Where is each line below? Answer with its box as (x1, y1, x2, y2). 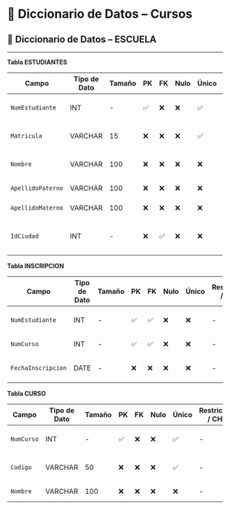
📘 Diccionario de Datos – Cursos (7, 6, 193, 22)
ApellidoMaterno (10, 204, 64, 212)
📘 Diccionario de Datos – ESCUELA (7, 34, 157, 45)
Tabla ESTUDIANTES (7, 58, 67, 66)
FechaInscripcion (10, 364, 67, 372)
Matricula (10, 132, 42, 140)
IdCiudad (10, 232, 39, 240)
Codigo (10, 464, 32, 471)
